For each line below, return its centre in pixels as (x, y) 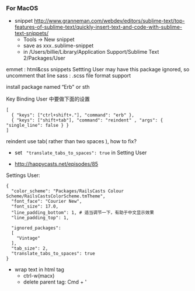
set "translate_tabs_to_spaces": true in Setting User (81, 153)
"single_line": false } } (37, 126)
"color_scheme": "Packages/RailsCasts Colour (68, 191)
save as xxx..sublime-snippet (58, 46)
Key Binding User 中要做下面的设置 (48, 99)
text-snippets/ (31, 33)
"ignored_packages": (36, 228)
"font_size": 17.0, (35, 207)
